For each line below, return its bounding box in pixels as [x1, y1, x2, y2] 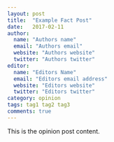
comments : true [7, 108, 52, 115]
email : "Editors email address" [13, 75, 108, 83]
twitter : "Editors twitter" [13, 88, 96, 95]
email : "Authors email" [13, 43, 83, 50]
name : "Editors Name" [13, 69, 77, 76]
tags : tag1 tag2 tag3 [7, 101, 71, 108]
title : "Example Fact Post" [7, 17, 92, 24]
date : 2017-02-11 [7, 23, 64, 30]
